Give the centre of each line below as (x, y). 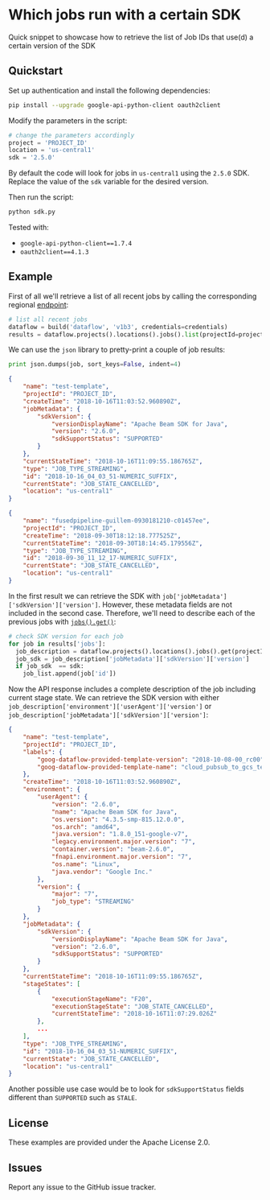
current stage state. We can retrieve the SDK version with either (114, 698)
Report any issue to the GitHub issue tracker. (82, 1187)
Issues (25, 1167)
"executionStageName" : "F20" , (102, 999)
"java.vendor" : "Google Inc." (102, 872)
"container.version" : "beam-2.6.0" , (112, 849)
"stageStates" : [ (52, 984)
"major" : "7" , (75, 894)
